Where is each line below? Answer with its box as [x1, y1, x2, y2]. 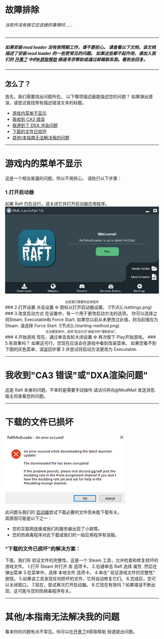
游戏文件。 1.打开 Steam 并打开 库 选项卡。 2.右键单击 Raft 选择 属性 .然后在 [5, 564, 157, 569]
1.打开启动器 [5, 189, 34, 196]
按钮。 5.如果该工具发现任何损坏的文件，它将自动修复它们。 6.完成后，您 [5, 576, 152, 582]
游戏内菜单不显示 [12, 110, 47, 116]
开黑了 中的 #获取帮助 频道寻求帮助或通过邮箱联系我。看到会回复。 [14, 56, 148, 62]
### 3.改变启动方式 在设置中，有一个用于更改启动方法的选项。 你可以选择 [5, 310, 153, 316]
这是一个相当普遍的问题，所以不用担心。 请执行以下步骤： [5, 175, 122, 181]
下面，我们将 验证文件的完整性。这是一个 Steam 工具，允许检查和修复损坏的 [5, 557, 159, 564]
